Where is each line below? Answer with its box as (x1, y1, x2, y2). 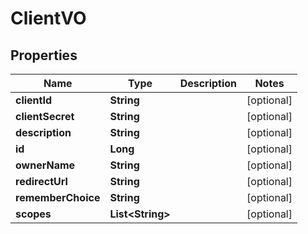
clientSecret (15, 110, 75, 123)
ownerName (15, 158, 76, 172)
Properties (10, 47, 78, 64)
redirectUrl (15, 175, 68, 188)
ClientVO (10, 7, 87, 30)
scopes (15, 207, 52, 221)
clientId (15, 93, 53, 107)
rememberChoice (15, 191, 101, 204)
